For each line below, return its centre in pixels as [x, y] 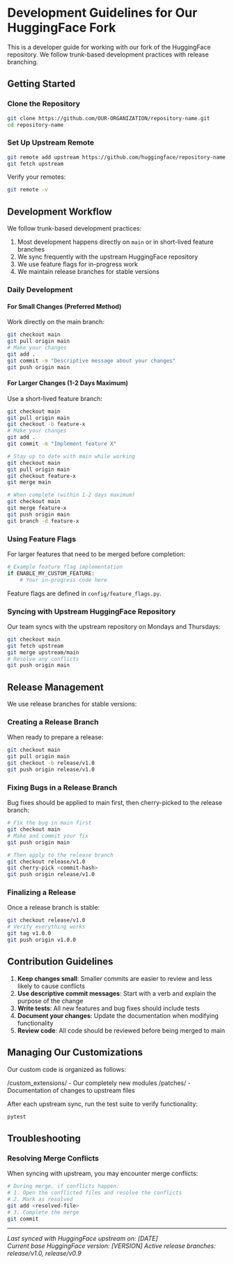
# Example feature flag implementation [65, 567]
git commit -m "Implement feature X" [62, 444]
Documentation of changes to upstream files [71, 1090]
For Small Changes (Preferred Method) [64, 306]
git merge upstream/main [43, 652]
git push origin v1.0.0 [42, 940]
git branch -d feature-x [43, 521]
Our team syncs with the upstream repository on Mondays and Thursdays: [114, 626]
